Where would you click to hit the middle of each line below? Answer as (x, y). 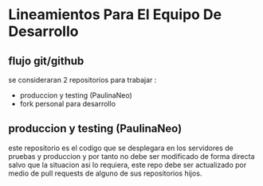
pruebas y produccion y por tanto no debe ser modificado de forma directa (131, 156)
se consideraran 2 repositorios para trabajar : (82, 80)
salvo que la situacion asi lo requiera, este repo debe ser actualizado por (128, 165)
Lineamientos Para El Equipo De (115, 15)
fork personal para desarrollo (68, 104)
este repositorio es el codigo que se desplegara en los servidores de (121, 148)
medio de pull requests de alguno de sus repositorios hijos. (105, 173)
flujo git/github (46, 61)
